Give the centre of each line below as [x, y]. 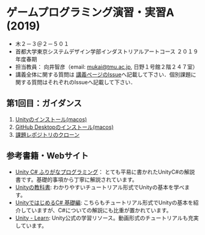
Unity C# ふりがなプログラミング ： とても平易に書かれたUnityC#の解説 [105, 172]
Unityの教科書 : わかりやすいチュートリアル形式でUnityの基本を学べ [100, 187]
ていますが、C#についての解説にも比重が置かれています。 [99, 210]
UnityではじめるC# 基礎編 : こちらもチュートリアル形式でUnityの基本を [104, 202]
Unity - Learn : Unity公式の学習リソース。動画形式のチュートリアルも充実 [107, 218]
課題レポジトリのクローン [47, 134]
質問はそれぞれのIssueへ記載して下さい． [84, 82]
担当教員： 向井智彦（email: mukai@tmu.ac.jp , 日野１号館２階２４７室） [106, 67]
